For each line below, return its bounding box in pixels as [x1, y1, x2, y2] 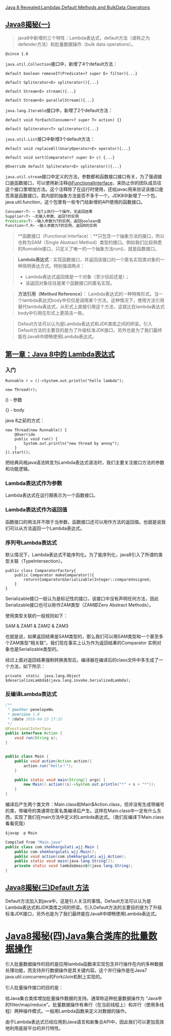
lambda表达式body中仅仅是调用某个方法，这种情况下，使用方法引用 [22, 297, 164, 303]
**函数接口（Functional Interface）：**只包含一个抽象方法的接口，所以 [17, 233, 165, 239]
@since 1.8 [5, 51, 28, 56]
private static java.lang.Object [5, 673, 81, 678]
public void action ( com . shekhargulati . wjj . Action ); [14, 854, 126, 859]
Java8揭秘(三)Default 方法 [5, 883, 89, 892]
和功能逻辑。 [5, 466, 32, 472]
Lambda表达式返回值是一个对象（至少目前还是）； [25, 274, 130, 280]
